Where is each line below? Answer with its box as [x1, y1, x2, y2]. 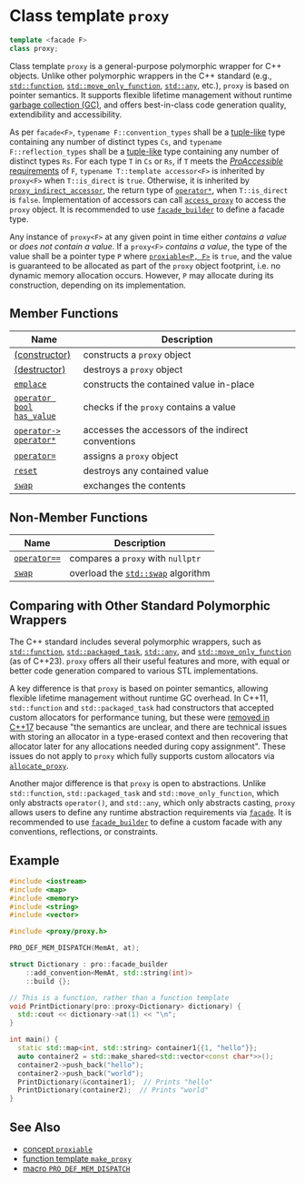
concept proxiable [22, 1144, 93, 1154]
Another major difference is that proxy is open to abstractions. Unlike [9, 778, 266, 789]
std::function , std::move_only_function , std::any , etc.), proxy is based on [9, 79, 290, 91]
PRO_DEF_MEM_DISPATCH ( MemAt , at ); [9, 944, 141, 953]
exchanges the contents [83, 479, 186, 491]
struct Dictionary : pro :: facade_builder [9, 960, 169, 969]
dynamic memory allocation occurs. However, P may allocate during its [9, 269, 274, 280]
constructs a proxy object [83, 348, 192, 360]
